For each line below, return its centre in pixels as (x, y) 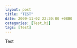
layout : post (18, 9)
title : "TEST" (19, 14)
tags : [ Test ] (18, 28)
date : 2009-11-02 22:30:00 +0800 (39, 18)
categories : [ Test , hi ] (28, 23)
